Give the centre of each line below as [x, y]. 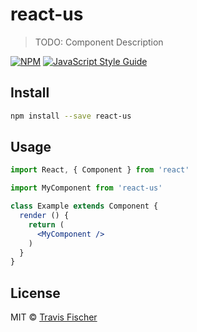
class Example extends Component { [84, 206]
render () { [44, 216]
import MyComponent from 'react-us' [86, 188]
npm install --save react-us [71, 116]
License [35, 293]
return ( [46, 224]
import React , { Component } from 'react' [100, 170]
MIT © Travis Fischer [54, 317]
